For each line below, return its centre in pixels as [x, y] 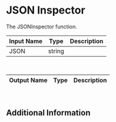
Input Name [26, 41]
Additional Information [48, 113]
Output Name [28, 80]
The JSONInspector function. [42, 27]
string [56, 51]
